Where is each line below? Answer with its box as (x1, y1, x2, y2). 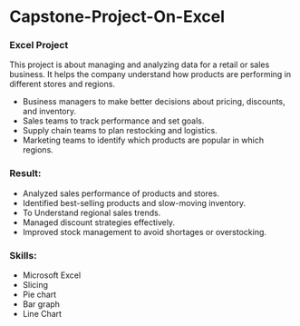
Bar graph (22, 299, 61, 310)
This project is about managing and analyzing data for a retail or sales (9, 59, 270, 70)
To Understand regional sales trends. (22, 207, 161, 218)
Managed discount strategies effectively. (22, 216, 175, 228)
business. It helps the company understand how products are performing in (9, 69, 292, 80)
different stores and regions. (9, 79, 116, 90)
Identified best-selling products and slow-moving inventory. (22, 197, 247, 208)
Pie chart (22, 289, 57, 301)
